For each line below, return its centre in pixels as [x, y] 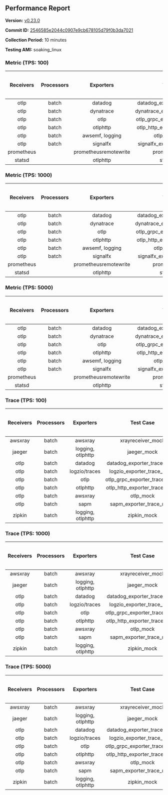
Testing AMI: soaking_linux [33, 49]
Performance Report [38, 8]
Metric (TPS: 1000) [29, 175]
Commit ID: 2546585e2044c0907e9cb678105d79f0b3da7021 [69, 30]
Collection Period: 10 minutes [36, 40]
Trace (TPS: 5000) [28, 667]
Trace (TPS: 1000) [28, 533]
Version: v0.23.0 [22, 20]
